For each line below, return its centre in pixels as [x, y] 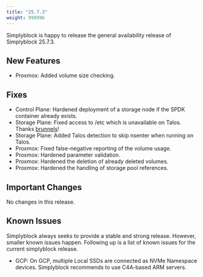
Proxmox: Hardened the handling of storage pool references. [92, 168]
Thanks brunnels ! [37, 129]
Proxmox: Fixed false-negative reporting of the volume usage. [93, 149]
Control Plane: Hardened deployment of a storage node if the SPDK [100, 109]
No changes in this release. [41, 202]
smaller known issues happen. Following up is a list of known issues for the [101, 242]
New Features [33, 61]
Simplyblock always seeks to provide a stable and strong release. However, [102, 235]
